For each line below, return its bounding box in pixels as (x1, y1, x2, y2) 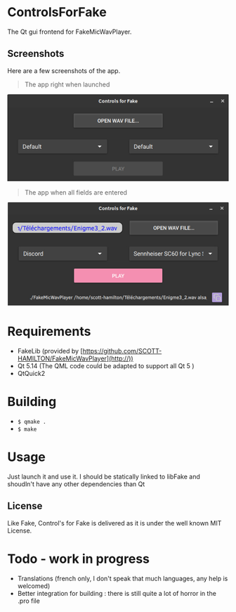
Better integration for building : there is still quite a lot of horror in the (17, 589, 216, 597)
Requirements (7, 324, 91, 339)
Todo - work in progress (7, 551, 150, 566)
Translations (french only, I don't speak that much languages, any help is (17, 574, 228, 582)
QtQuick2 (17, 369, 46, 377)
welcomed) (17, 581, 51, 590)
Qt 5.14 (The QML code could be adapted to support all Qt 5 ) (17, 361, 195, 370)
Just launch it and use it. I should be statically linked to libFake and (7, 472, 200, 481)
